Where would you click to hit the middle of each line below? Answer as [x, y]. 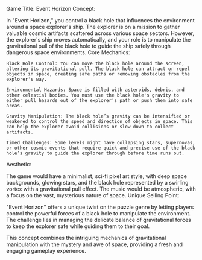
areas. [14, 106]
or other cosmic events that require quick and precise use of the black [101, 148]
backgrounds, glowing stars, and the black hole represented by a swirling [97, 182]
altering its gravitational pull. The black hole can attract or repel [98, 69]
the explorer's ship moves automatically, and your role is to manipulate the [99, 40]
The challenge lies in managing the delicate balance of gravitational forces [99, 220]
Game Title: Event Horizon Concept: [51, 9]
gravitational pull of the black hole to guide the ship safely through [88, 46]
